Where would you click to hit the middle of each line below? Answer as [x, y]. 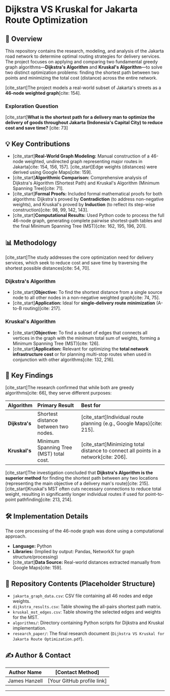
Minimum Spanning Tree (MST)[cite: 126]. [56, 343]
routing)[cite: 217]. [42, 308]
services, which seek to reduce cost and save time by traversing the [76, 262]
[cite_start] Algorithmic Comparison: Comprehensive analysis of [80, 178]
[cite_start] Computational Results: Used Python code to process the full [88, 215]
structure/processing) [35, 557]
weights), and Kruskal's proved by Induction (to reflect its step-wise [84, 205]
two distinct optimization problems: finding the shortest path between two [82, 72]
